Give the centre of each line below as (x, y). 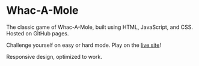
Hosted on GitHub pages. (38, 33)
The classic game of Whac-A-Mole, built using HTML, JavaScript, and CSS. (100, 27)
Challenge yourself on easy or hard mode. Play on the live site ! (84, 45)
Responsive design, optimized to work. (54, 56)
